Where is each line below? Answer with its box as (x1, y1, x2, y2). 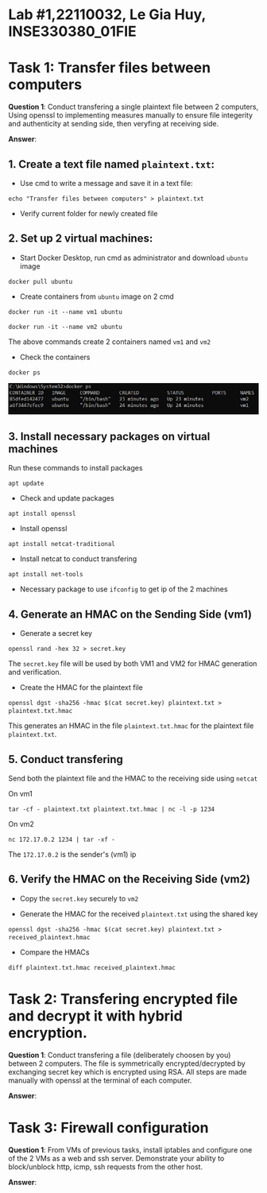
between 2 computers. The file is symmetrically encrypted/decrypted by (8, 1059, 246, 1068)
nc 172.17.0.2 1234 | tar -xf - (8, 836, 115, 844)
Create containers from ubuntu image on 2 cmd (19, 292, 175, 301)
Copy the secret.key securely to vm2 (19, 893, 139, 903)
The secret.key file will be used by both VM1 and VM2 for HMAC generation (8, 659, 257, 668)
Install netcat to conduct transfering (19, 554, 137, 564)
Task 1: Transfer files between (8, 59, 211, 77)
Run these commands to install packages (8, 463, 143, 473)
